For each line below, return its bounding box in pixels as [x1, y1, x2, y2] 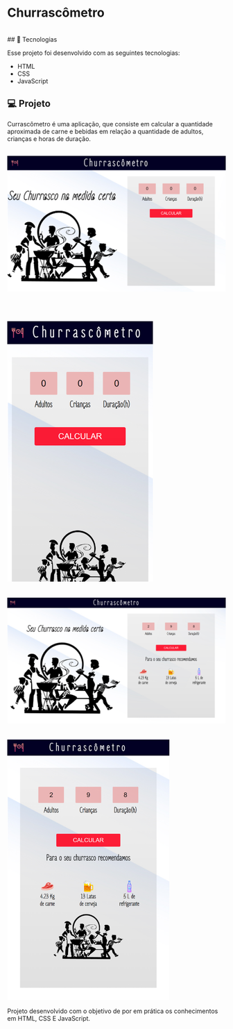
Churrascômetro [7, 5, 105, 21]
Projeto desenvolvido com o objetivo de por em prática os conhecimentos [7, 1007, 218, 1015]
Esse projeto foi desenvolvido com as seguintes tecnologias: [7, 49, 180, 57]
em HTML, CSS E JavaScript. [7, 1014, 91, 1022]
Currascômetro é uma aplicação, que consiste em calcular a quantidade [7, 119, 214, 128]
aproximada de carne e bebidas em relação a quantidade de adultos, [7, 127, 204, 135]
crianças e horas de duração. [7, 134, 92, 143]
